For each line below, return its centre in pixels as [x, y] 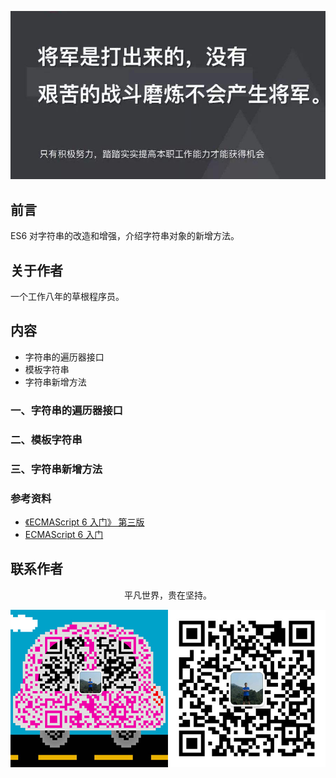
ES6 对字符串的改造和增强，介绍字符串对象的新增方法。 [125, 236]
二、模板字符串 [46, 439]
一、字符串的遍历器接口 [66, 410]
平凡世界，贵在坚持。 [168, 595]
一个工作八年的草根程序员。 [67, 297]
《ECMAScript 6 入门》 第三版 [84, 522]
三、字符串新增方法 [56, 469]
